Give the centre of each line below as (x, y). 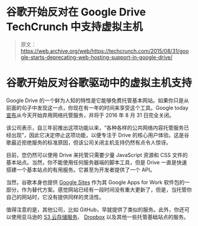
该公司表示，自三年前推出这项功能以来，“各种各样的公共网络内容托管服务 (95, 127)
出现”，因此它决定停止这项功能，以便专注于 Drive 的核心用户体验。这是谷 (100, 135)
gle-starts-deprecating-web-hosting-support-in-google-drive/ (96, 57)
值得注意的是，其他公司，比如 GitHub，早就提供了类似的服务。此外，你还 (95, 209)
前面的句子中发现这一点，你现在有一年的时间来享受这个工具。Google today (97, 107)
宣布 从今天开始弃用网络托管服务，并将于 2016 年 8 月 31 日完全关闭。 (90, 115)
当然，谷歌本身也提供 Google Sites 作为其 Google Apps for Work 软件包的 (95, 182)
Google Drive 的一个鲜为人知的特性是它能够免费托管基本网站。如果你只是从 (98, 100)
